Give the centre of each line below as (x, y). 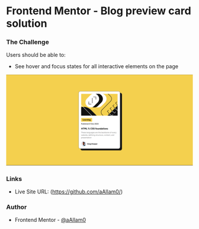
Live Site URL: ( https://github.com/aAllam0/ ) (69, 192)
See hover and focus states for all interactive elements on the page (97, 66)
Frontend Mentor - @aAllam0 (50, 220)
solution (27, 23)
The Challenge (28, 42)
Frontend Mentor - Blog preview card (99, 11)
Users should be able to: (36, 55)
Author (17, 207)
